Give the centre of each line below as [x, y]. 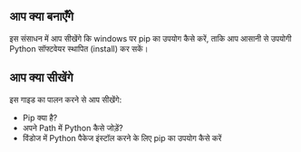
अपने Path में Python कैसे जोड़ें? [73, 128]
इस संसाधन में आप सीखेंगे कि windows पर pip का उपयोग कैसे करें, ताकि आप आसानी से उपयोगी [150, 38]
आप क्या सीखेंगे [41, 78]
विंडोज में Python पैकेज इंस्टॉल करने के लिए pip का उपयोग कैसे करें [122, 138]
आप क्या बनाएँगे [42, 17]
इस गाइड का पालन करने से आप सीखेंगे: [66, 100]
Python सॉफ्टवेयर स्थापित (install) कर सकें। [79, 48]
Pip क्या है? [40, 118]
